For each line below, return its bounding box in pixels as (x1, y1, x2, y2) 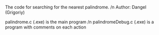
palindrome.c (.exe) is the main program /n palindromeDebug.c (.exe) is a (5, 19, 154, 25)
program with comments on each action (5, 24, 86, 30)
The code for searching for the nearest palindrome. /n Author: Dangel (5, 4, 147, 10)
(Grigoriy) (5, 9, 25, 15)
